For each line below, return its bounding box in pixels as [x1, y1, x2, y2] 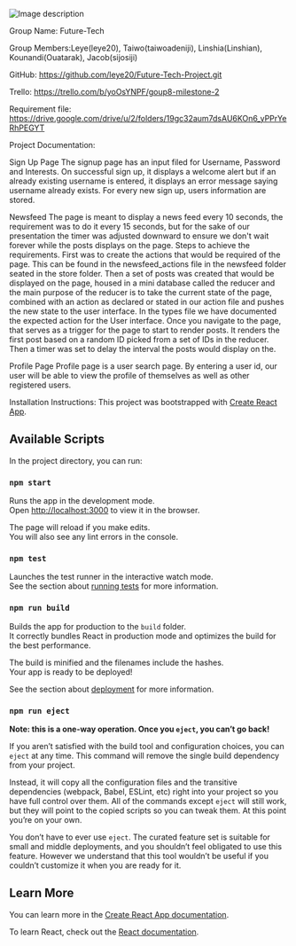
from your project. [9, 760, 75, 770]
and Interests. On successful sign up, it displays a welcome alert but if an [9, 167, 277, 176]
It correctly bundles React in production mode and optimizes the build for [9, 630, 277, 641]
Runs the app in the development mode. [9, 496, 155, 506]
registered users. [9, 379, 72, 390]
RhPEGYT [9, 122, 45, 133]
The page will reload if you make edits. [9, 522, 151, 533]
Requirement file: [9, 104, 72, 114]
